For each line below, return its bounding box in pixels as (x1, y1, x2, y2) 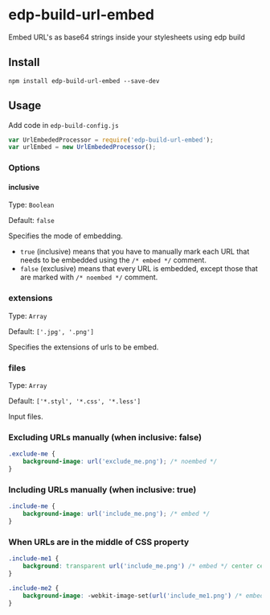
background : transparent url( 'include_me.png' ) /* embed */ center (22, 562, 253, 571)
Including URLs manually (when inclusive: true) (8, 484, 197, 495)
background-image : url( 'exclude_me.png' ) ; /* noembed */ (22, 457, 218, 466)
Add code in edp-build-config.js (8, 120, 119, 130)
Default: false (8, 216, 55, 225)
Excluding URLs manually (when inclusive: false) (8, 431, 202, 443)
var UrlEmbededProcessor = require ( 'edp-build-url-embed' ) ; (8, 135, 215, 144)
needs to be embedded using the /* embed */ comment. (19, 255, 207, 265)
